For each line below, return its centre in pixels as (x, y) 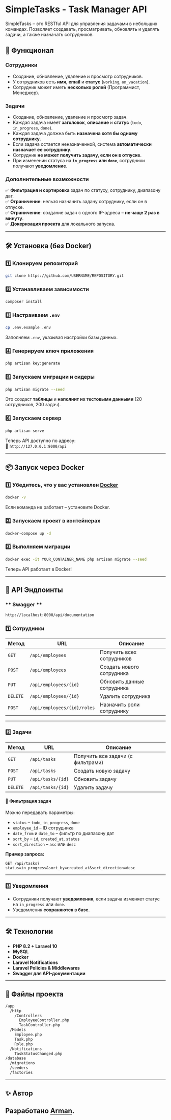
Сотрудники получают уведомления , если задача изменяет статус (86, 899)
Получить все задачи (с (103, 756)
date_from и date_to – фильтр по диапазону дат (63, 833)
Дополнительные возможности (47, 179)
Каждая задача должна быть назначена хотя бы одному (75, 133)
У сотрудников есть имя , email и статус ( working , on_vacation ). (81, 82)
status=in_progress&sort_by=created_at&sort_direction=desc (70, 868)
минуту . (15, 218)
